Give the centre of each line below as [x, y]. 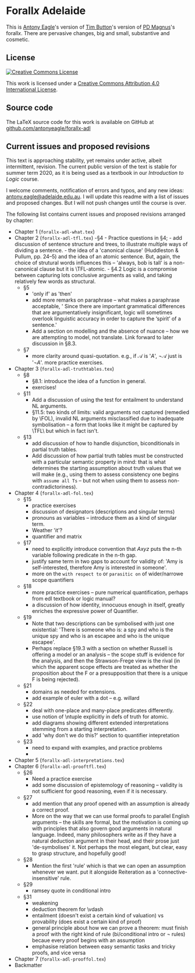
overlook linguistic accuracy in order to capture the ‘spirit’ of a [107, 319]
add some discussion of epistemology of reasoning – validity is [107, 785]
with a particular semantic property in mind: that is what [99, 462]
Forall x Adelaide [46, 11]
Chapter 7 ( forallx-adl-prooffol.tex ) [60, 959]
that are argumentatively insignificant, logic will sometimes [102, 313]
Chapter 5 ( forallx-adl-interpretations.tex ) [69, 760]
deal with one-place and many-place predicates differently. [103, 710]
